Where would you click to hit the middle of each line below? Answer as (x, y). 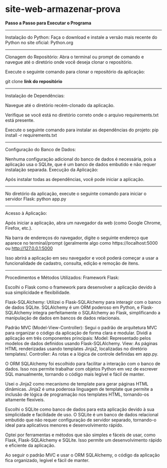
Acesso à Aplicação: (26, 213)
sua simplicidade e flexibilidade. (38, 292)
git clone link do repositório (34, 81)
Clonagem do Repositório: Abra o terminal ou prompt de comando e (75, 57)
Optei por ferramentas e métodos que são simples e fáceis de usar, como (80, 435)
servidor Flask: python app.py (36, 199)
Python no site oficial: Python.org (39, 42)
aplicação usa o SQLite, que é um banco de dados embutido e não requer (81, 164)
